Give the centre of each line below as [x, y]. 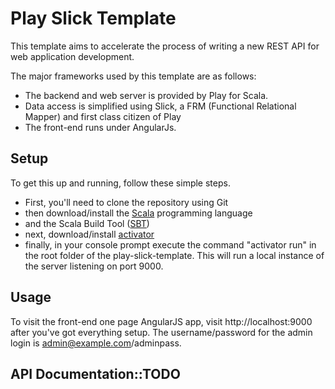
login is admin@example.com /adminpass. [96, 343]
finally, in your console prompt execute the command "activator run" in [170, 244]
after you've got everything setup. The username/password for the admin [161, 332]
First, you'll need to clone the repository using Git [126, 202]
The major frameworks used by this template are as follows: [133, 76]
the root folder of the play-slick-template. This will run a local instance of [174, 255]
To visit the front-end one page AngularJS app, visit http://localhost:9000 [161, 321]
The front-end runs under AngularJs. [100, 127]
